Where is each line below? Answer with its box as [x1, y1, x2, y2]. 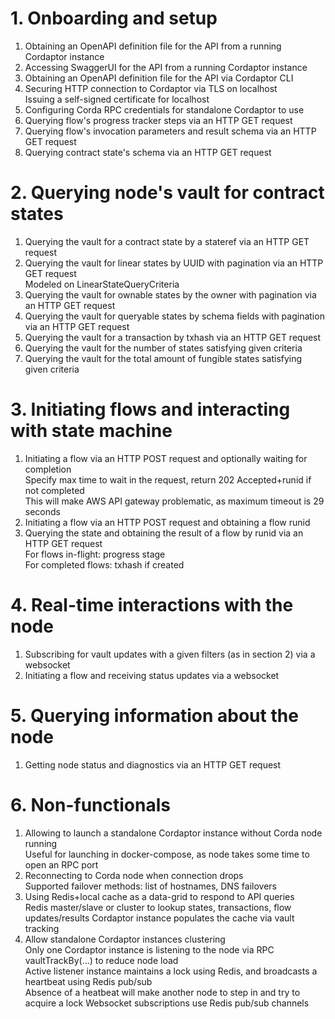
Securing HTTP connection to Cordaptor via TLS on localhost [24, 82, 278, 94]
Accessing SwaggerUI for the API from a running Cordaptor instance [24, 61, 308, 73]
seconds [24, 505, 61, 517]
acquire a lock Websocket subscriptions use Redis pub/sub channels [24, 997, 310, 1009]
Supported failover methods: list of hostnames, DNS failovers [24, 880, 277, 892]
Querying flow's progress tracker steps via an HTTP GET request [24, 114, 293, 126]
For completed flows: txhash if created [24, 558, 185, 571]
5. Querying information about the [10, 704, 299, 727]
